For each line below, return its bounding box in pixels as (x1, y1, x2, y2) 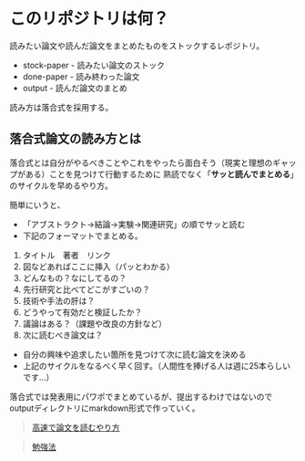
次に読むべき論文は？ (22, 330, 103, 341)
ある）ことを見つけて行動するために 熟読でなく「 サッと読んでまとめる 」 (25, 168, 295, 179)
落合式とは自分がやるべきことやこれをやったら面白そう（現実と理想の (9, 157, 273, 168)
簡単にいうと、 (9, 199, 66, 210)
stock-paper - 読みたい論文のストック (22, 59, 166, 70)
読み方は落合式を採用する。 (9, 101, 114, 112)
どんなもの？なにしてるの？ (22, 272, 127, 283)
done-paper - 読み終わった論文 (22, 70, 140, 82)
